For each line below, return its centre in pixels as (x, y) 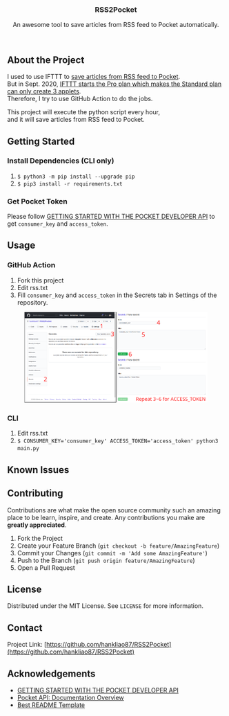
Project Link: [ (27, 645)
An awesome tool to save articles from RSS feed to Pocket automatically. (116, 25)
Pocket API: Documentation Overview (70, 698)
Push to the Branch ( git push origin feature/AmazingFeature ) (106, 560)
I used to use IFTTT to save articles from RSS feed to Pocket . (94, 77)
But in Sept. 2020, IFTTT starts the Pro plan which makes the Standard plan (114, 84)
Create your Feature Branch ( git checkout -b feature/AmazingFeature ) (118, 546)
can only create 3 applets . (44, 91)
